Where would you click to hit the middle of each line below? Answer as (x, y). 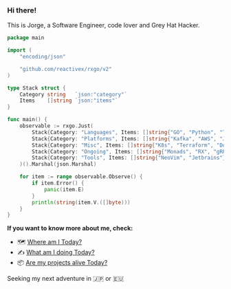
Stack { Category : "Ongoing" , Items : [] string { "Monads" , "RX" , (121, 151)
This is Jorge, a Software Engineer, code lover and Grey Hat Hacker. (104, 25)
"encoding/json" (43, 57)
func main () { (27, 120)
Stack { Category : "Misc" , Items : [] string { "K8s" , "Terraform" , (123, 145)
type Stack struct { (37, 88)
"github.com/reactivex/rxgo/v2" (66, 69)
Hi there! (22, 10)
